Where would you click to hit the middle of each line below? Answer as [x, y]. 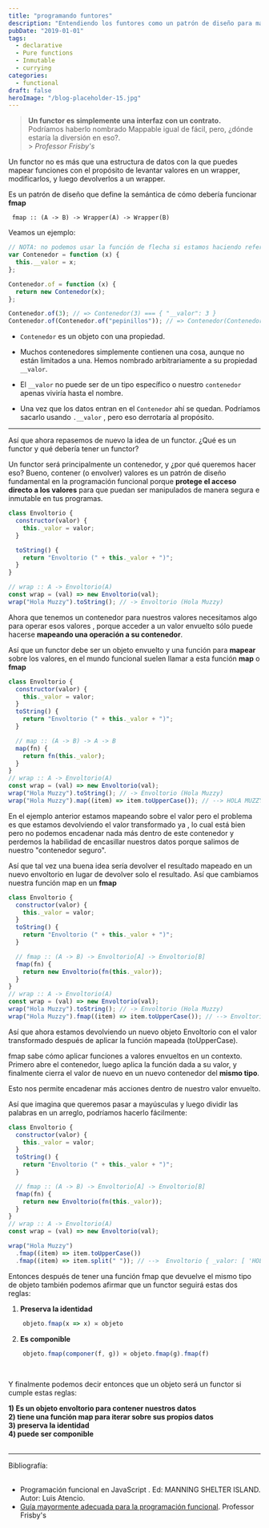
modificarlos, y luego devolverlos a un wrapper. [87, 179]
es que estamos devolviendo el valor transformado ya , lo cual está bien [127, 825]
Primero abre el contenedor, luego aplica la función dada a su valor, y [123, 1064]
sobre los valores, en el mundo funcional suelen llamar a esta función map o [134, 658]
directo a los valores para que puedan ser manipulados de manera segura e [134, 490]
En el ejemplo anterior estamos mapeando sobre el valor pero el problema [130, 816]
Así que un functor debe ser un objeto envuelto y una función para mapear [132, 650]
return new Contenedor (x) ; [60, 291]
